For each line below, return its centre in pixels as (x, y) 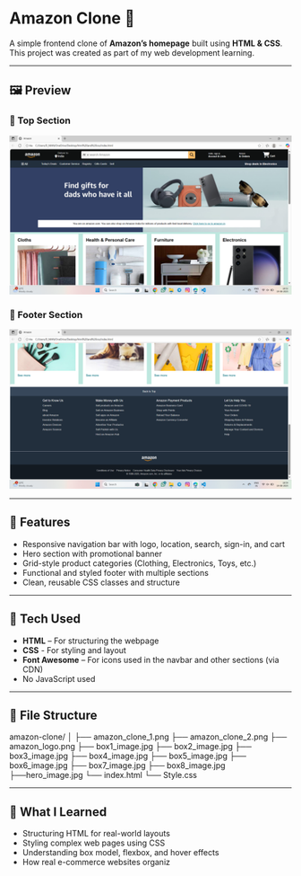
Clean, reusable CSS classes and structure (101, 582)
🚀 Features (40, 522)
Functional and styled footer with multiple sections (115, 572)
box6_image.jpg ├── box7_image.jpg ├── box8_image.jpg (117, 765)
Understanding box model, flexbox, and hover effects (120, 853)
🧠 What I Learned (58, 812)
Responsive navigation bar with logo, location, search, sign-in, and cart (153, 544)
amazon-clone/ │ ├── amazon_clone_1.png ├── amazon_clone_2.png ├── (148, 737)
